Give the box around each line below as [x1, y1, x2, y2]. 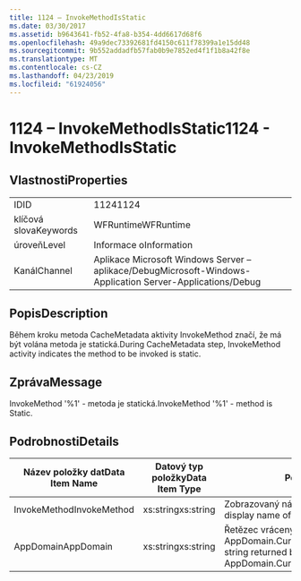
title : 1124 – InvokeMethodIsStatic [9, 13, 146, 22]
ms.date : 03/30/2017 [9, 21, 87, 30]
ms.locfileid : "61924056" [9, 80, 106, 89]
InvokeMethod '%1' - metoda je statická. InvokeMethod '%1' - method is [9, 398, 273, 409]
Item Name [50, 477, 99, 490]
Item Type [157, 483, 202, 495]
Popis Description [9, 306, 108, 321]
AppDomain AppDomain [13, 541, 114, 553]
